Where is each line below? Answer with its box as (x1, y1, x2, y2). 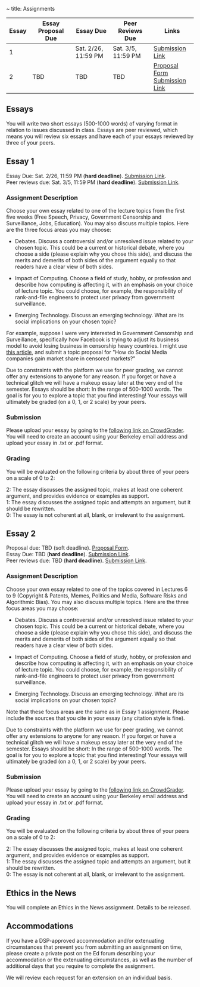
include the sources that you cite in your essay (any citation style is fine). (6, 714, 186, 722)
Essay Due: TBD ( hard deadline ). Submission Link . (6, 551, 130, 558)
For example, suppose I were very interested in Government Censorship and (6, 329, 193, 336)
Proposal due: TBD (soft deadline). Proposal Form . (6, 544, 130, 551)
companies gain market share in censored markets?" (6, 355, 136, 362)
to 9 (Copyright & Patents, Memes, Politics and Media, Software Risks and (6, 591, 187, 599)
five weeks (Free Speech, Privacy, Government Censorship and (6, 213, 162, 220)
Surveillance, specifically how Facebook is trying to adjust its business (6, 336, 180, 343)
